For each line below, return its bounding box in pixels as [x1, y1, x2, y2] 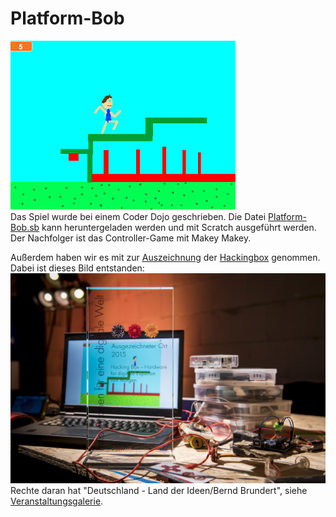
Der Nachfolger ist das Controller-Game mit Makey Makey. [10, 232, 252, 244]
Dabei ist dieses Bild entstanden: [10, 262, 145, 274]
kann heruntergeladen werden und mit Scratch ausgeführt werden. [41, 221, 317, 233]
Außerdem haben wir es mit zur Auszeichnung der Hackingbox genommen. [10, 251, 321, 263]
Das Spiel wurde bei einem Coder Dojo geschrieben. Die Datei [10, 210, 267, 222]
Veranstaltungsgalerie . [10, 495, 104, 507]
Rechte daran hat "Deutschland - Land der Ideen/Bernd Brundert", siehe [10, 485, 308, 497]
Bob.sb [10, 221, 40, 233]
